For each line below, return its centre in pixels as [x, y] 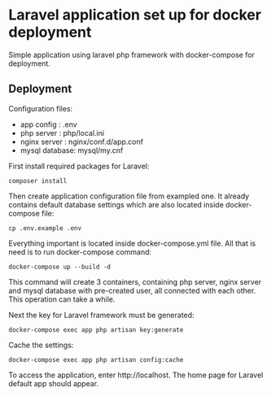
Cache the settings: [41, 345]
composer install [38, 181]
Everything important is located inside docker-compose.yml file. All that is [132, 243]
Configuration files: [41, 108]
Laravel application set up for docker [135, 15]
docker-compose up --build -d [60, 267]
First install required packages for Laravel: [79, 166]
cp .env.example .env [45, 228]
